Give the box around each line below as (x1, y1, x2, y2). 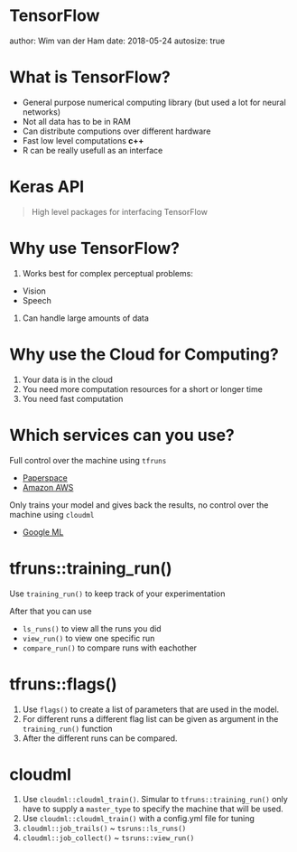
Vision (22, 286, 47, 296)
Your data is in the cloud (22, 374, 113, 385)
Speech (22, 295, 51, 305)
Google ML (22, 526, 64, 538)
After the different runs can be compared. (22, 733, 178, 744)
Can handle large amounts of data (22, 313, 149, 323)
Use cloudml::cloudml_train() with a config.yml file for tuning (22, 813, 255, 824)
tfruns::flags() (9, 674, 117, 694)
